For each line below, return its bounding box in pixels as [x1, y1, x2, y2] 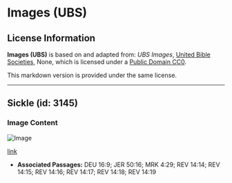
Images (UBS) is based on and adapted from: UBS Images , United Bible [7, 50, 211, 58]
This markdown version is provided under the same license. [7, 71, 177, 79]
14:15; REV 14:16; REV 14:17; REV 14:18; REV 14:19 [17, 167, 157, 176]
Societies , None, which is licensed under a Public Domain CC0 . [7, 58, 187, 66]
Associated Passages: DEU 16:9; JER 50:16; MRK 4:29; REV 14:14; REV [17, 160, 220, 169]
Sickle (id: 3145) [7, 98, 78, 109]
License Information [7, 32, 95, 44]
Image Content [7, 118, 59, 128]
